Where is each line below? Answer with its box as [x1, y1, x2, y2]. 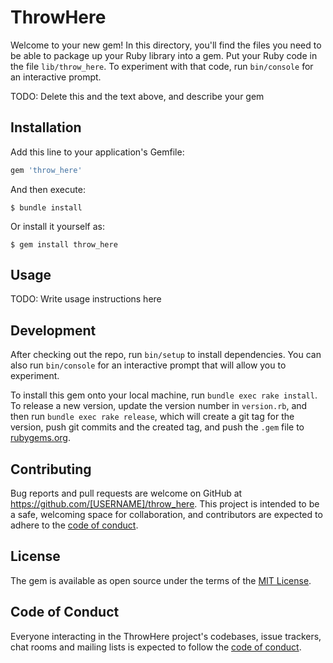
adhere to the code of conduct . [10, 519, 139, 531]
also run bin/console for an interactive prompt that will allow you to [10, 359, 287, 371]
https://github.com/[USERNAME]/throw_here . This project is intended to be [10, 498, 320, 510]
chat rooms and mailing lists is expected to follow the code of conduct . [10, 641, 302, 653]
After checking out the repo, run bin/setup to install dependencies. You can [10, 349, 322, 361]
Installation [10, 119, 82, 136]
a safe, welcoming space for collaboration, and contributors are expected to [10, 509, 323, 521]
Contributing [10, 461, 92, 478]
